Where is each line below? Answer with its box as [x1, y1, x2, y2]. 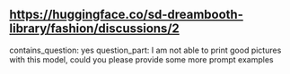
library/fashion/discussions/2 [9, 21, 180, 37]
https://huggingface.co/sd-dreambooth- [9, 7, 244, 22]
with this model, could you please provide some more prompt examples [9, 53, 274, 65]
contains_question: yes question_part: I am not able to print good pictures [9, 45, 282, 55]
